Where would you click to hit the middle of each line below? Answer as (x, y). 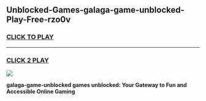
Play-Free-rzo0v (39, 20)
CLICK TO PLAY (30, 37)
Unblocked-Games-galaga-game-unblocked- (96, 10)
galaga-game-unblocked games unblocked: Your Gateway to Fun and (97, 84)
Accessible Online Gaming (41, 91)
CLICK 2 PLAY (28, 60)
